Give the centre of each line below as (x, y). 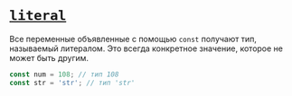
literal (38, 16)
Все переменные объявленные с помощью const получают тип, (133, 39)
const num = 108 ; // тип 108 (64, 74)
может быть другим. (49, 57)
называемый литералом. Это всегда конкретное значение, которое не (146, 48)
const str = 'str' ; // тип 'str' (72, 83)
